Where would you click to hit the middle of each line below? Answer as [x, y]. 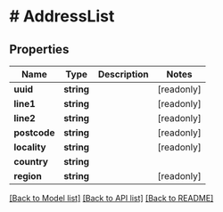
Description [123, 74]
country [31, 162]
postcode [34, 133]
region [28, 176]
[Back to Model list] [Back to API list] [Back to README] [111, 198]
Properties [39, 49]
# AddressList [62, 16]
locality [30, 147]
